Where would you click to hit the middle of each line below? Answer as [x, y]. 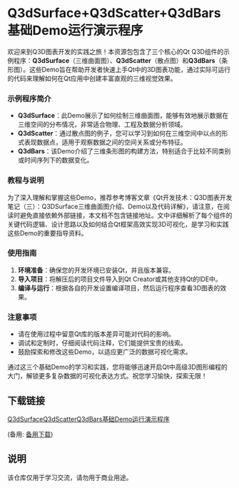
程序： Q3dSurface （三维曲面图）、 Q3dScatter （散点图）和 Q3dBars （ [117, 60]
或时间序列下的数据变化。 [55, 160]
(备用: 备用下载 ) [30, 434]
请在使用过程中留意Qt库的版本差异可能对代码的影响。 [96, 334]
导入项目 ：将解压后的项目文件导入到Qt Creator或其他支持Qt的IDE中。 [120, 279]
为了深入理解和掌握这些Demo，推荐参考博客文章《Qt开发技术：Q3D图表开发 [120, 197]
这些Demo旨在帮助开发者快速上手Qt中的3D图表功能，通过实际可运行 [129, 69]
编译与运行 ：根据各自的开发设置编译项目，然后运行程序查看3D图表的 [119, 288]
